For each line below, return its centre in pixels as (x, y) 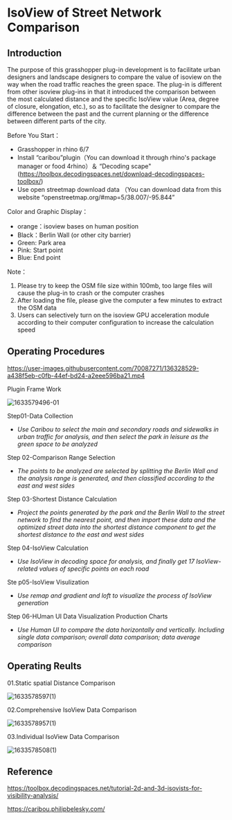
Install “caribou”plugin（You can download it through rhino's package (116, 158)
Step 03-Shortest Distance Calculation (62, 499)
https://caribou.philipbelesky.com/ (56, 809)
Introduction (35, 53)
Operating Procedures (56, 351)
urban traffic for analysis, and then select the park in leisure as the (113, 436)
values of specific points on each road (94, 569)
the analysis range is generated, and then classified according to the (116, 478)
